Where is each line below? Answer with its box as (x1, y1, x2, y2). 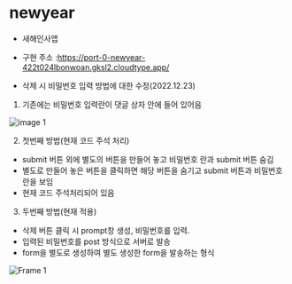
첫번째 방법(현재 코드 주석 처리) (21, 135, 130, 146)
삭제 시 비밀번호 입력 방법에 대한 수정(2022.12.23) (21, 80, 196, 91)
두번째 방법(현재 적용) (21, 206, 97, 217)
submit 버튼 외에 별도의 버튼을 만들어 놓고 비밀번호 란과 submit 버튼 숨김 (21, 154, 274, 164)
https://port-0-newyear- (57, 51, 146, 62)
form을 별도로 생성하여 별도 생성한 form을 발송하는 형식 (21, 247, 215, 257)
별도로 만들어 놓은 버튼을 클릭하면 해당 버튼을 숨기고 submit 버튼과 (21, 165, 252, 176)
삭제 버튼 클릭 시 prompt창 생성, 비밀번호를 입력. (21, 225, 190, 235)
